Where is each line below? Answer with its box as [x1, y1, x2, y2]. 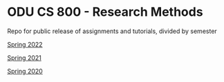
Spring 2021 [7, 53, 41, 62]
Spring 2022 [7, 40, 43, 48]
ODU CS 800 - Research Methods [7, 4, 203, 20]
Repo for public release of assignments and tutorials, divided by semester [7, 27, 218, 35]
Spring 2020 [7, 67, 43, 75]
